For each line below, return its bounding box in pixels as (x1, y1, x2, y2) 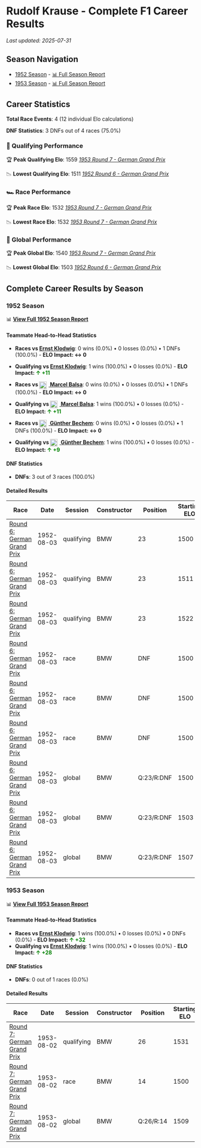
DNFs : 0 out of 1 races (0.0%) (14, 976, 89, 983)
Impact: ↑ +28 (14, 949, 53, 956)
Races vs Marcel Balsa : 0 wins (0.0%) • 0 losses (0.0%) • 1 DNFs (14, 381, 188, 388)
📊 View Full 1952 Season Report (6, 315, 89, 323)
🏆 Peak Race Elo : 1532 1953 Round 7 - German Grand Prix (6, 204, 152, 211)
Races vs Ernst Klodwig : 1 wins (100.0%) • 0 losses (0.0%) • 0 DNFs (14, 929, 186, 937)
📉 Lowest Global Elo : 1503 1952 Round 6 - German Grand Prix (6, 264, 162, 271)
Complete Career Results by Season (6, 284, 144, 294)
